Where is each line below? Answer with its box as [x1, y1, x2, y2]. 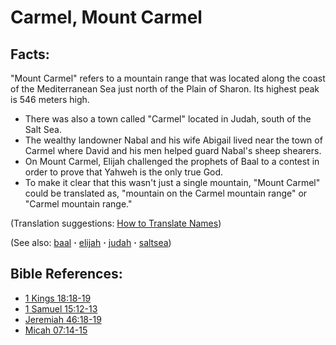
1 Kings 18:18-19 [24, 292, 92, 304]
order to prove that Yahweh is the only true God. [24, 166, 224, 178]
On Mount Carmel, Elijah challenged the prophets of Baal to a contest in [24, 156, 320, 167]
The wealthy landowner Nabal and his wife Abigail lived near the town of [24, 134, 323, 146]
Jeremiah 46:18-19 [24, 313, 102, 325]
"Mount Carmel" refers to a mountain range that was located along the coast [10, 72, 326, 84]
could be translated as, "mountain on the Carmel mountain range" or [24, 187, 308, 199]
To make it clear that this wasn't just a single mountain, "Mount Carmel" [24, 177, 321, 188]
